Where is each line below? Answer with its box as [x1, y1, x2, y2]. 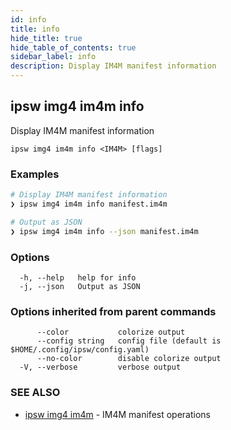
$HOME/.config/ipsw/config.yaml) [10, 345, 150, 355]
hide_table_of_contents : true [10, 42, 137, 53]
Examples [10, 167, 60, 181]
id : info [10, 14, 47, 25]
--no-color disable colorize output [36, 354, 222, 364]
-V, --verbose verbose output [19, 362, 182, 373]
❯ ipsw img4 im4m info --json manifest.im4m [10, 226, 199, 236]
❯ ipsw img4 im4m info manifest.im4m [10, 199, 168, 209]
